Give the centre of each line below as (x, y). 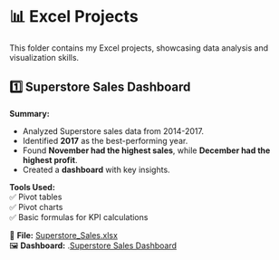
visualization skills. (44, 57)
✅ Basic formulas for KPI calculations (79, 217)
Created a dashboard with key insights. (96, 169)
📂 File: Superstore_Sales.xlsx (63, 235)
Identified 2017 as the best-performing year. (105, 140)
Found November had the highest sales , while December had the (146, 150)
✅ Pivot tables (36, 197)
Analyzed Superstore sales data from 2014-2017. (113, 130)
